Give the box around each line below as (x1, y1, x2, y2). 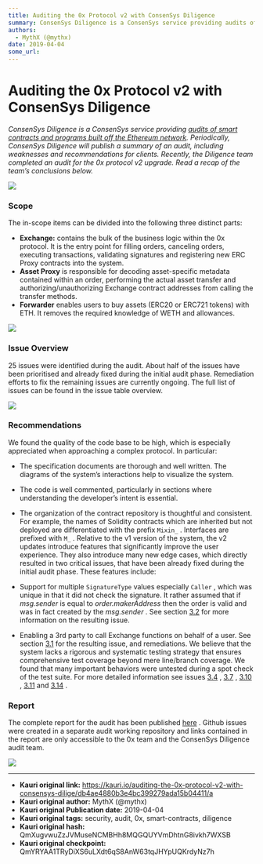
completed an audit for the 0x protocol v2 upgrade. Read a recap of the (8, 158, 240, 167)
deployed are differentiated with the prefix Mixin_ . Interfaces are (19, 525, 229, 534)
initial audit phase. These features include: (19, 567, 157, 576)
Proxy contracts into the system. (19, 258, 124, 268)
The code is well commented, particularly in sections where (19, 484, 213, 494)
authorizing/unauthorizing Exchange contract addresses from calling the (19, 283, 254, 293)
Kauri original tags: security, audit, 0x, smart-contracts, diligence (19, 814, 232, 823)
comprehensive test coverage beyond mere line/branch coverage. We (19, 655, 245, 665)
